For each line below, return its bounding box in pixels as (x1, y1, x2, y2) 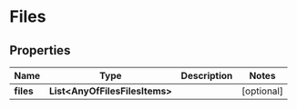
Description (180, 70, 233, 82)
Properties (9, 43, 71, 58)
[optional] (241, 84, 284, 97)
